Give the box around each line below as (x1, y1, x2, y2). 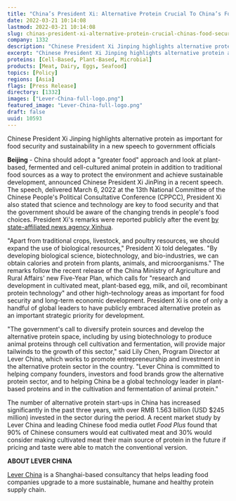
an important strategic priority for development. (7, 311, 145, 319)
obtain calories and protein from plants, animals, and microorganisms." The (7, 258, 225, 267)
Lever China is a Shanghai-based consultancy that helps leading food (7, 470, 209, 478)
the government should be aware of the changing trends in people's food (7, 208, 219, 216)
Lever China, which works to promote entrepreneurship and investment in (7, 355, 221, 363)
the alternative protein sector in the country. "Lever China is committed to (7, 362, 220, 370)
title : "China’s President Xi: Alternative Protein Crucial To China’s (7, 10, 221, 18)
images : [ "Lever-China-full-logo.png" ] (7, 96, 124, 103)
